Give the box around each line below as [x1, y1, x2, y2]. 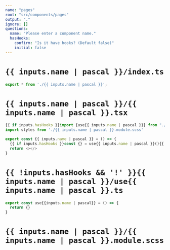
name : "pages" [5, 7, 35, 13]
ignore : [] [5, 21, 28, 27]
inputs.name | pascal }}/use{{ [5, 176, 137, 186]
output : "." [5, 17, 30, 22]
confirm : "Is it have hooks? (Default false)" [14, 41, 114, 46]
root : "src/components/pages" [5, 12, 69, 17]
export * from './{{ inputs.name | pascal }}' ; [5, 82, 108, 87]
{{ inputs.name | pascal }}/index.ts [5, 67, 164, 77]
